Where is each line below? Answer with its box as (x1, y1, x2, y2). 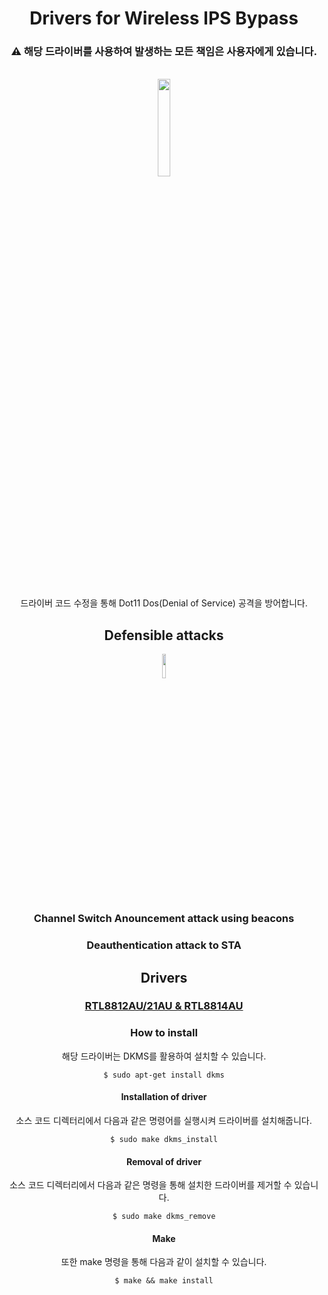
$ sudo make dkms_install (110, 1134, 218, 1144)
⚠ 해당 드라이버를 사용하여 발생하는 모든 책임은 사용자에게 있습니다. (10, 45, 318, 59)
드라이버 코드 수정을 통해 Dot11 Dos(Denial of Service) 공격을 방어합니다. (20, 597, 308, 609)
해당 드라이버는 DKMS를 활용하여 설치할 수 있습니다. (61, 1050, 267, 1062)
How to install (130, 1026, 198, 1040)
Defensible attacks (104, 627, 224, 644)
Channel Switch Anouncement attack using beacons (33, 912, 295, 926)
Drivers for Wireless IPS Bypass (29, 7, 299, 30)
